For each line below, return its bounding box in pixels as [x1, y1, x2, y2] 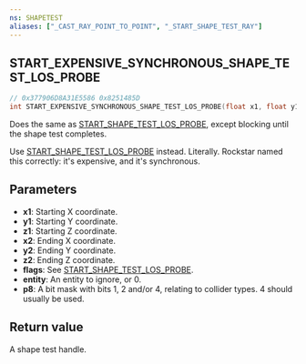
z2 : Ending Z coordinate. [22, 254, 116, 265]
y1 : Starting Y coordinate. [22, 216, 118, 227]
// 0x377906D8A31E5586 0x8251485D [9, 94, 141, 103]
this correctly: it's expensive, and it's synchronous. [9, 156, 200, 167]
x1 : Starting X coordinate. [22, 206, 118, 217]
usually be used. [22, 293, 85, 304]
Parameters [9, 182, 77, 197]
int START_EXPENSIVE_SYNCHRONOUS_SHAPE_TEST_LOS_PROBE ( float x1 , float [9, 102, 287, 112]
